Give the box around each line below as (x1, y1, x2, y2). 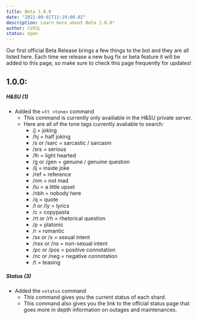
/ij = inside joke (32, 165, 70, 172)
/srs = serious (32, 146, 67, 153)
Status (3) (6, 273, 31, 280)
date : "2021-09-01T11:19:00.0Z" (6, 14, 86, 20)
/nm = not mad (32, 177, 69, 184)
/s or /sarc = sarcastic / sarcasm (32, 140, 112, 147)
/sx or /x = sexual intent (32, 234, 91, 241)
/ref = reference (32, 171, 72, 178)
